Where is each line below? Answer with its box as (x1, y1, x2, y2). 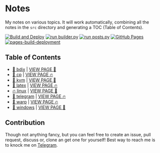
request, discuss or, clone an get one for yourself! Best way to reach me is (5, 137, 156, 143)
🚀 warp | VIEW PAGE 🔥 (12, 99, 58, 104)
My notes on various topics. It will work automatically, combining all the (5, 19, 149, 25)
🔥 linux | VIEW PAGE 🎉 (12, 88, 58, 94)
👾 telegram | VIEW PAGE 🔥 (12, 93, 66, 99)
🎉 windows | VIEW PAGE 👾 (12, 104, 66, 110)
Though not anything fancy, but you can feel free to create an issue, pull (5, 131, 151, 137)
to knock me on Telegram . (5, 142, 58, 148)
